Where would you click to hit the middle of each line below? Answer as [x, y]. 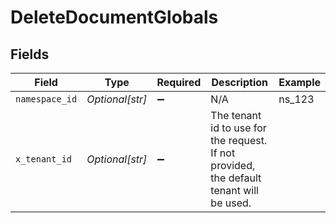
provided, [233, 165]
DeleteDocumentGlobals [114, 17]
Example [299, 82]
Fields [30, 54]
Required [179, 82]
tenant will [234, 190]
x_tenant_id [44, 159]
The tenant [236, 115]
